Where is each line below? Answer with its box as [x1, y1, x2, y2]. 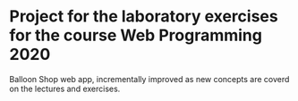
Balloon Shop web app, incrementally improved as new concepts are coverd [9, 73, 290, 84]
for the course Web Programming [9, 25, 262, 46]
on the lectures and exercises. [9, 83, 121, 94]
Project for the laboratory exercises [9, 6, 279, 27]
